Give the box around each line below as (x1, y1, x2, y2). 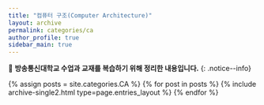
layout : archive (8, 19, 62, 27)
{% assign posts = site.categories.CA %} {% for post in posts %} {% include (8, 80, 257, 89)
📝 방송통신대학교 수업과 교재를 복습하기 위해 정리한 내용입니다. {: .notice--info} (8, 64, 251, 73)
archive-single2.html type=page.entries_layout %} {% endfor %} (8, 88, 219, 97)
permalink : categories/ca (8, 26, 93, 34)
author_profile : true (8, 33, 80, 42)
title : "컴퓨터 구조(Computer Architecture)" (8, 11, 153, 20)
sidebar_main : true (8, 41, 73, 49)
